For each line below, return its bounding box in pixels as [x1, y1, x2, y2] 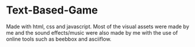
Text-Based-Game [6, 4, 98, 17]
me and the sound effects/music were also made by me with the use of [6, 29, 178, 36]
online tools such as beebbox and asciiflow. [6, 35, 112, 42]
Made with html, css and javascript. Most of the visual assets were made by [6, 23, 190, 30]
